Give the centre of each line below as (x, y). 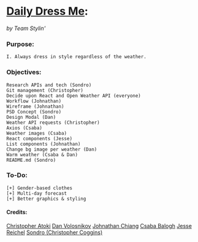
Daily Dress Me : (48, 11)
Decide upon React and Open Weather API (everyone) (74, 96)
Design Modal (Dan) (31, 117)
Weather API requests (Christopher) (53, 123)
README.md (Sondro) (31, 160)
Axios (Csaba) (25, 128)
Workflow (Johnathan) (34, 101)
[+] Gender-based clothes (39, 188)
